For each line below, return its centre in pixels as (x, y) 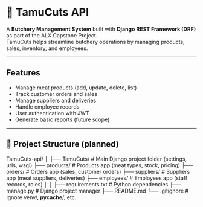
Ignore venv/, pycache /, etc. (41, 197)
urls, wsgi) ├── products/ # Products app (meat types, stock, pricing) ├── (100, 165)
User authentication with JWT (52, 113)
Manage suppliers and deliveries (56, 100)
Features (23, 73)
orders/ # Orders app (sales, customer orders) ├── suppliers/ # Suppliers (98, 171)
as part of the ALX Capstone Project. (52, 35)
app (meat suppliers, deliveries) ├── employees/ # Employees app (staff (97, 178)
